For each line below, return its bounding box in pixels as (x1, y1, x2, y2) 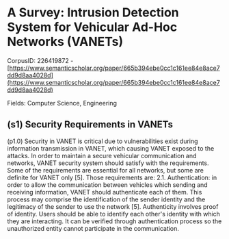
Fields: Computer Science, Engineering (7, 99, 118, 107)
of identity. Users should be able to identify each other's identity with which (7, 210, 221, 218)
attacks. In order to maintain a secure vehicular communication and (7, 151, 197, 160)
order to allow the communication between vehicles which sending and (7, 180, 208, 189)
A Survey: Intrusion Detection (7, 5, 179, 21)
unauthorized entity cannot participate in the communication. (7, 224, 180, 232)
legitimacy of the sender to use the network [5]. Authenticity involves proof (7, 202, 219, 210)
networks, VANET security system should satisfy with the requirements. (7, 159, 210, 167)
